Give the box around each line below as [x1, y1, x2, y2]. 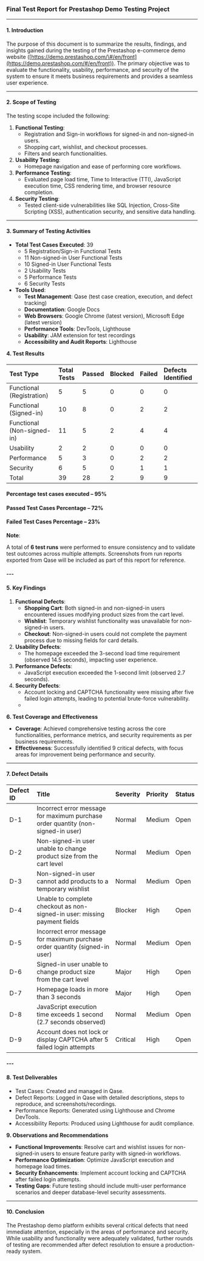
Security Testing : [15, 195, 59, 202]
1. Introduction [6, 26, 44, 33]
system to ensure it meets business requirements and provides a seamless [6, 72, 193, 80]
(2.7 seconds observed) [36, 1018, 106, 1026]
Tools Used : [15, 286, 46, 293]
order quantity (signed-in [36, 942, 109, 951]
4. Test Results [6, 349, 45, 357]
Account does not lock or [36, 1027, 109, 1036]
